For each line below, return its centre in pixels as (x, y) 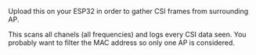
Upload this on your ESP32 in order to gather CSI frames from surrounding (128, 11)
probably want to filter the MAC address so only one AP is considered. (121, 43)
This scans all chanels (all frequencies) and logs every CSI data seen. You (127, 34)
